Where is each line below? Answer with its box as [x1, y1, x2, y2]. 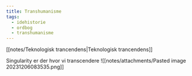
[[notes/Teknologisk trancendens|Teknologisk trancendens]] [6, 46, 153, 53]
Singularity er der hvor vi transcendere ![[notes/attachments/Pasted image [6, 57, 186, 64]
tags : [6, 14, 19, 20]
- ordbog [11, 24, 33, 31]
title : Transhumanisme [6, 8, 62, 15]
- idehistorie [11, 19, 46, 25]
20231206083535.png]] [6, 63, 65, 70]
